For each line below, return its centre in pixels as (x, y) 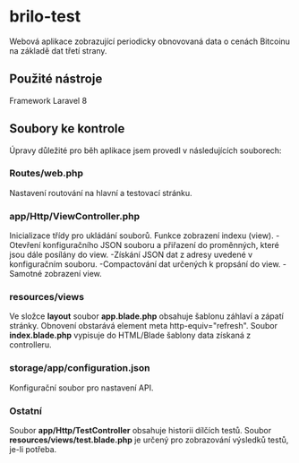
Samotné (26, 274)
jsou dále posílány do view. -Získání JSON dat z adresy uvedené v (131, 255)
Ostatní (26, 411)
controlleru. (30, 345)
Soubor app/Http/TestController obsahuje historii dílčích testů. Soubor (140, 431)
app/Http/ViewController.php (75, 216)
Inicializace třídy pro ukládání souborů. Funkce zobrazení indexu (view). (142, 236)
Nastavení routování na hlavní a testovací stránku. (101, 193)
